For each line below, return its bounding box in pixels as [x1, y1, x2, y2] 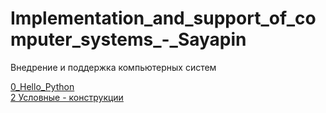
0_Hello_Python [10, 80, 75, 92]
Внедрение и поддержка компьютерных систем [10, 61, 217, 73]
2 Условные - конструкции [10, 91, 124, 103]
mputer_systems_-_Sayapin [10, 28, 247, 51]
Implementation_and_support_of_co [10, 7, 317, 30]
